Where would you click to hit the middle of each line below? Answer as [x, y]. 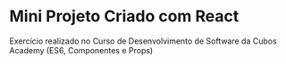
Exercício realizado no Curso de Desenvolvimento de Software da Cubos [143, 41]
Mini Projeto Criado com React [124, 16]
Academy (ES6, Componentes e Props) [81, 50]
